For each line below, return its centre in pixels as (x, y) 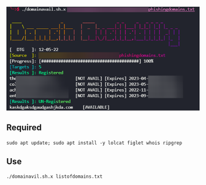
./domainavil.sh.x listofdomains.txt (55, 177)
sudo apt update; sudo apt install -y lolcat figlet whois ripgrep (94, 143)
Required (24, 128)
